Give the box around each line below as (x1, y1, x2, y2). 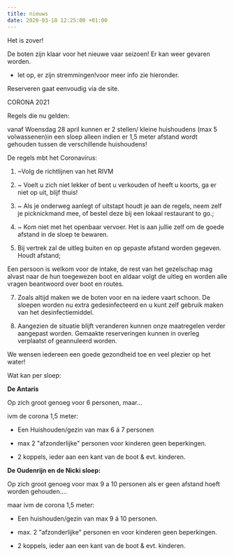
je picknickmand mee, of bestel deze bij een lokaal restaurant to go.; (17, 209, 214, 217)
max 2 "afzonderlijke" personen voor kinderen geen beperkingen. (17, 439, 207, 447)
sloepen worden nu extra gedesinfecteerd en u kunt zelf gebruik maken (17, 301, 224, 309)
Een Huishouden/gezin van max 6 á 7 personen (17, 425, 154, 434)
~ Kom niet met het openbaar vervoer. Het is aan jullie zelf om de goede (17, 222, 225, 231)
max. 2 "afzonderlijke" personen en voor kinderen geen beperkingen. (17, 528, 218, 536)
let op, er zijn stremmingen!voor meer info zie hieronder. (17, 71, 180, 79)
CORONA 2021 (7, 97, 50, 106)
